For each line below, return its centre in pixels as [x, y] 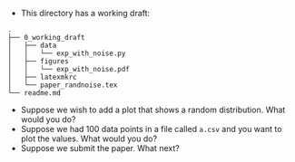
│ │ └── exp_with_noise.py [67, 53]
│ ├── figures [38, 62]
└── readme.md [34, 93]
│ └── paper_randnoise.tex [63, 85]
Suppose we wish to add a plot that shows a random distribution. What [153, 110]
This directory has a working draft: [85, 13]
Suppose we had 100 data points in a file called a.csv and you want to [151, 129]
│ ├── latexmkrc [42, 77]
